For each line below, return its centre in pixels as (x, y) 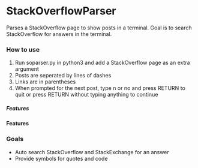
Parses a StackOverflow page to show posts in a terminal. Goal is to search (99, 28)
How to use (23, 49)
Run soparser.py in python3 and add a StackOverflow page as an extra (102, 63)
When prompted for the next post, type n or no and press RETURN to (100, 88)
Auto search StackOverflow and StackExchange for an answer (92, 152)
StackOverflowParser (61, 11)
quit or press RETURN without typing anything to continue (86, 95)
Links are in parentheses (45, 82)
